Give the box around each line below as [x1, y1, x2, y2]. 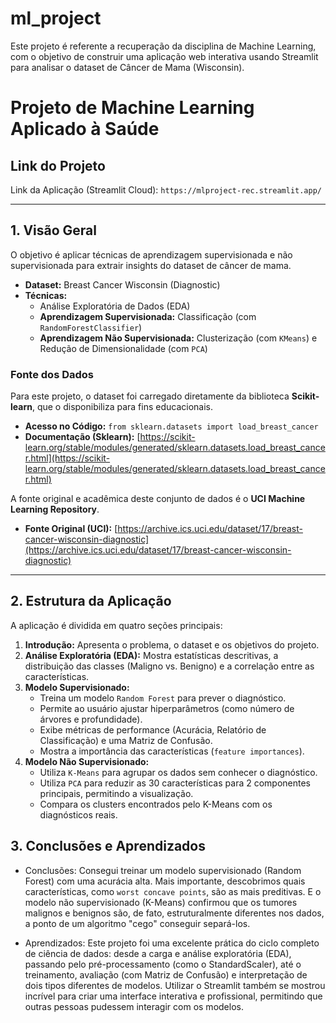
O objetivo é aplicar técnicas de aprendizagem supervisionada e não [10, 248, 293, 261]
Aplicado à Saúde [10, 118, 160, 141]
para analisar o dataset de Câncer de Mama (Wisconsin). [10, 61, 245, 73]
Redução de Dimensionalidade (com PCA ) [39, 342, 208, 354]
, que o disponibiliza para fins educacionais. [31, 401, 213, 413]
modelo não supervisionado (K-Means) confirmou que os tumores [24, 896, 298, 908]
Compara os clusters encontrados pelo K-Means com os [39, 798, 273, 810]
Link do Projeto [10, 157, 106, 174]
